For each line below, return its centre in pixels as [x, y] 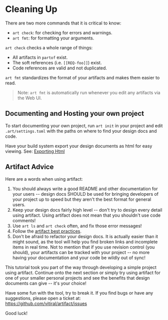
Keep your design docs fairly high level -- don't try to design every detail [87, 210]
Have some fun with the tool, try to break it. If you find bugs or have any [79, 293]
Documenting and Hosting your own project [75, 114]
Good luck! [16, 313]
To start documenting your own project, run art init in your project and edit [84, 125]
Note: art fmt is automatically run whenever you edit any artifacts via [89, 92]
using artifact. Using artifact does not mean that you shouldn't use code [86, 215]
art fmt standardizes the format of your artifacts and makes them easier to [82, 77]
